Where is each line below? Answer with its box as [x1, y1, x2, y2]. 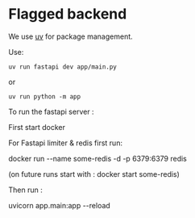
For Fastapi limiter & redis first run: [8, 138, 123, 148]
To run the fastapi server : [8, 107, 94, 116]
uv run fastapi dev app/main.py [8, 62, 117, 71]
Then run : [8, 185, 43, 195]
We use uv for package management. [8, 31, 133, 41]
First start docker [8, 122, 66, 132]
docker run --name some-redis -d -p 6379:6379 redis [8, 153, 187, 163]
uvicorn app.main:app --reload [8, 200, 110, 210]
